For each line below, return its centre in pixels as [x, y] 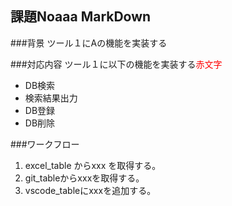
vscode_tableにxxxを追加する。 [90, 190]
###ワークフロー [45, 144]
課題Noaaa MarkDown [81, 17]
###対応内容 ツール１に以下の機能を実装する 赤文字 [116, 64]
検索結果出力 [51, 98]
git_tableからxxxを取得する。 [84, 178]
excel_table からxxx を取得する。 [93, 165]
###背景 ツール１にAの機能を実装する [89, 43]
